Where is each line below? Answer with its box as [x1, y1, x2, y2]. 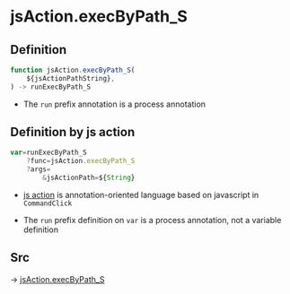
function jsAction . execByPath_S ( [10, 65, 136, 74]
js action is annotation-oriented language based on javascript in [22, 189, 259, 200]
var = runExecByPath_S [10, 148, 88, 158]
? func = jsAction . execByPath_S [26, 157, 136, 166]
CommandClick [22, 199, 73, 208]
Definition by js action [10, 125, 136, 140]
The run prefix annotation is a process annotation [22, 99, 206, 109]
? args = [26, 165, 51, 174]
